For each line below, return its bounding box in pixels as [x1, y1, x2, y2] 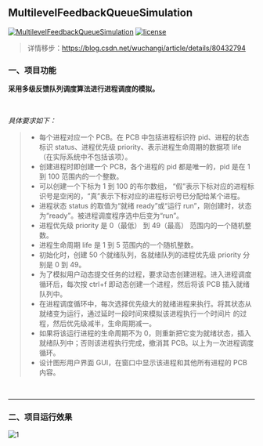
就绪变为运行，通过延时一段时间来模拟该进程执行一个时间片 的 [38, 309, 240, 318]
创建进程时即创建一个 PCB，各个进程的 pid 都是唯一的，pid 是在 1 [38, 162, 250, 172]
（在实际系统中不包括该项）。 [38, 152, 132, 161]
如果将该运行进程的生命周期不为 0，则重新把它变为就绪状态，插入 [38, 328, 252, 338]
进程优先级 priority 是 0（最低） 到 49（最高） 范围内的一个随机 [38, 221, 245, 230]
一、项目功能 [8, 64, 57, 75]
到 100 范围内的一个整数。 [38, 172, 124, 181]
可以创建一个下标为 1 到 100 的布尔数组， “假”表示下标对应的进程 [38, 182, 248, 191]
